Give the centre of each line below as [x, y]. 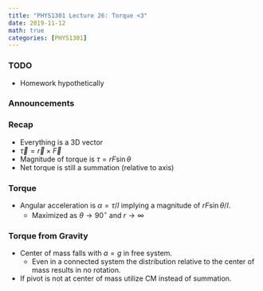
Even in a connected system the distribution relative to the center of [143, 262]
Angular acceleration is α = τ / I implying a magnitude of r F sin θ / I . [125, 206]
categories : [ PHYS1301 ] [48, 38]
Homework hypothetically [62, 83]
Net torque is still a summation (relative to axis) [97, 167]
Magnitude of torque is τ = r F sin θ [75, 159]
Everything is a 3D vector [61, 142]
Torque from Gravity [49, 235]
